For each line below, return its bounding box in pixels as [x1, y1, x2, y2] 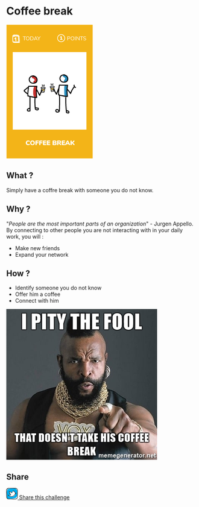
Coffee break [6, 4, 74, 18]
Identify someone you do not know [14, 285, 102, 292]
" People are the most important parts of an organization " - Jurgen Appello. [6, 220, 194, 227]
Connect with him [14, 297, 59, 304]
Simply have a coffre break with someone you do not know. [6, 186, 154, 194]
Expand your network [14, 251, 69, 258]
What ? [6, 171, 34, 181]
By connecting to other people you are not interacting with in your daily [6, 226, 183, 233]
